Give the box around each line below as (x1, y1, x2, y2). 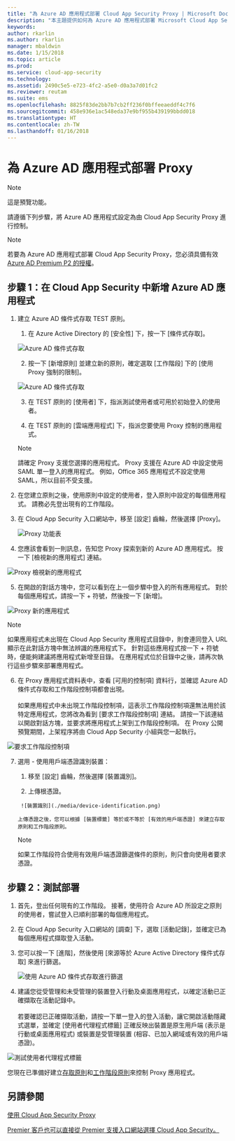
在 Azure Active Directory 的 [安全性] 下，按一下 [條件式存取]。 (27, 329, 209, 338)
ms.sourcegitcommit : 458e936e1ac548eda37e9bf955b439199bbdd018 (7, 108, 196, 115)
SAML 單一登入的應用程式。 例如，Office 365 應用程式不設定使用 (17, 467, 206, 476)
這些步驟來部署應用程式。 (13, 662, 87, 670)
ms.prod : (7, 62, 33, 69)
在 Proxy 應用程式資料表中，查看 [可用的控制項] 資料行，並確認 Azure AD (17, 676, 228, 685)
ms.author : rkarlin (7, 36, 64, 43)
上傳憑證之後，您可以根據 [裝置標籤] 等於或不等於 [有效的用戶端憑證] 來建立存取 (17, 816, 225, 824)
